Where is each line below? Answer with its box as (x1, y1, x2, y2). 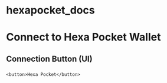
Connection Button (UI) (6, 54, 93, 64)
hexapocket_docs (6, 4, 96, 17)
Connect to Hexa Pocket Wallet (6, 31, 161, 44)
